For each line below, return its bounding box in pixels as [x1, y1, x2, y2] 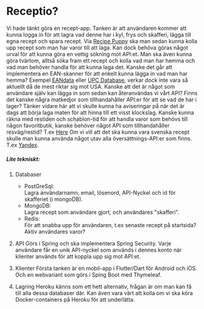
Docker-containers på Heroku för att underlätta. [15, 296, 135, 303]
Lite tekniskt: [6, 155, 40, 162]
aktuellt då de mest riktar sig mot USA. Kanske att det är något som [6, 82, 175, 90]
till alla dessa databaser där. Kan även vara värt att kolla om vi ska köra [15, 289, 193, 297]
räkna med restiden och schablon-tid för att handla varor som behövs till [6, 115, 188, 123]
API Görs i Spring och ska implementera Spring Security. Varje [15, 239, 172, 247]
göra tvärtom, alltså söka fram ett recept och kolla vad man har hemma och [6, 57, 195, 64]
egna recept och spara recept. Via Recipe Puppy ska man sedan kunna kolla [6, 37, 198, 45]
